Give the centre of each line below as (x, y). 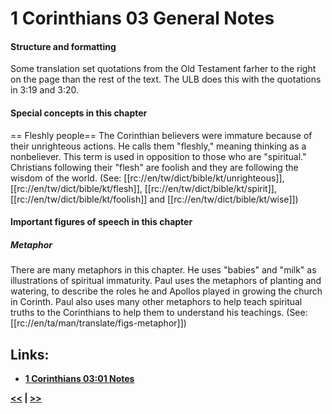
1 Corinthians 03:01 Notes (79, 378)
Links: (30, 354)
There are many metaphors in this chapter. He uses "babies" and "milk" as (163, 270)
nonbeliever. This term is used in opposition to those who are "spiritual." (158, 156)
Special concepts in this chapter (79, 113)
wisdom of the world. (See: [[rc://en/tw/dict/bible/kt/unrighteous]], (147, 178)
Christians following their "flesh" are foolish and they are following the (154, 167)
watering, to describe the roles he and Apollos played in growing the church (166, 291)
